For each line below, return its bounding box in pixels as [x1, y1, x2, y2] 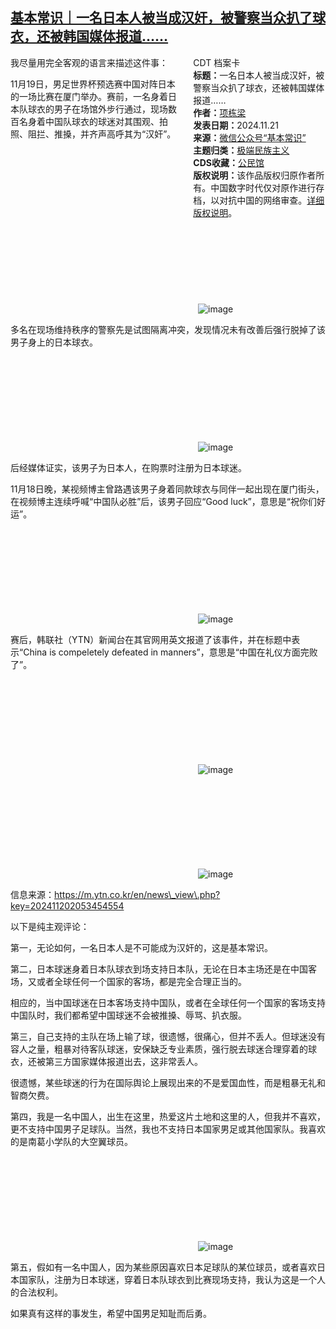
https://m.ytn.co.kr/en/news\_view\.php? [54, 888, 221, 900]
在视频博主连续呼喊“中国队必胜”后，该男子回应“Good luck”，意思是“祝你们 [10, 495, 317, 507]
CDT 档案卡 [193, 56, 241, 68]
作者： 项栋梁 [193, 106, 247, 118]
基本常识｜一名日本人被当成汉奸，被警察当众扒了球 [10, 9, 326, 27]
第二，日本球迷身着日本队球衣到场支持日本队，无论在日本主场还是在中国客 [10, 963, 317, 975]
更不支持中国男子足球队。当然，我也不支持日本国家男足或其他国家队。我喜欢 [10, 1123, 326, 1135]
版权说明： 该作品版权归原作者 [193, 169, 317, 181]
